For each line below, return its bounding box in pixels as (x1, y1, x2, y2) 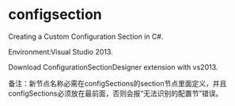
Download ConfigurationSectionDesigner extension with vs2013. (8, 62, 218, 72)
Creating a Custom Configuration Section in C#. (8, 32, 164, 41)
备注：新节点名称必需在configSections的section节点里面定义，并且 (8, 78, 227, 88)
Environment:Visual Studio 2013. (8, 47, 113, 56)
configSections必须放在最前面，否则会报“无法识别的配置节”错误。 (8, 89, 223, 98)
